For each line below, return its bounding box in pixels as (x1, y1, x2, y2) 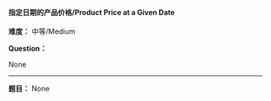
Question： (8, 44, 47, 54)
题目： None (8, 84, 50, 94)
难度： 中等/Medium (8, 26, 76, 36)
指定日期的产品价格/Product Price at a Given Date (8, 7, 175, 17)
